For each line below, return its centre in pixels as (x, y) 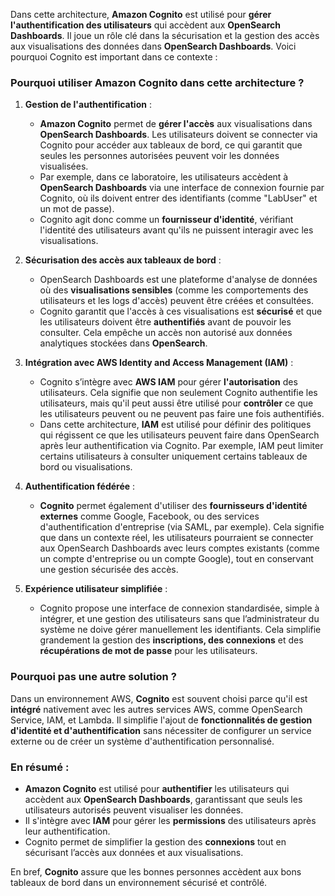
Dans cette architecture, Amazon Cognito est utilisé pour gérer (141, 14)
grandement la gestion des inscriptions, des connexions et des (171, 640)
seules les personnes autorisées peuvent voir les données (159, 156)
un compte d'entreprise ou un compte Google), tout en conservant (176, 559)
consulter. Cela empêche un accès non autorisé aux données (166, 333)
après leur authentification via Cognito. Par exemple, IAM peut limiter (181, 446)
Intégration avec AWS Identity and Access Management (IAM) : (159, 363)
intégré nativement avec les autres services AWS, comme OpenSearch (156, 709)
